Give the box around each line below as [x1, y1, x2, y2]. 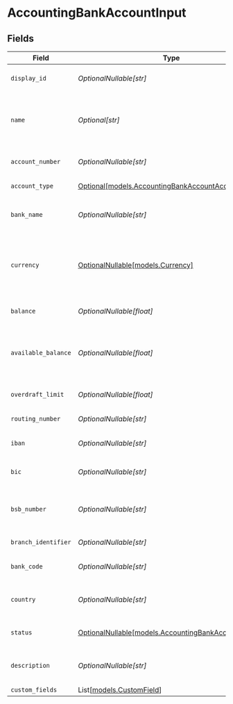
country [10, 596, 36, 603]
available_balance [10, 349, 71, 357]
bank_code [10, 563, 43, 571]
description [10, 662, 51, 669]
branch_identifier [10, 539, 71, 546]
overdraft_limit [10, 391, 64, 398]
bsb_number [10, 505, 46, 513]
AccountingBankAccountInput [7, 5, 187, 21]
